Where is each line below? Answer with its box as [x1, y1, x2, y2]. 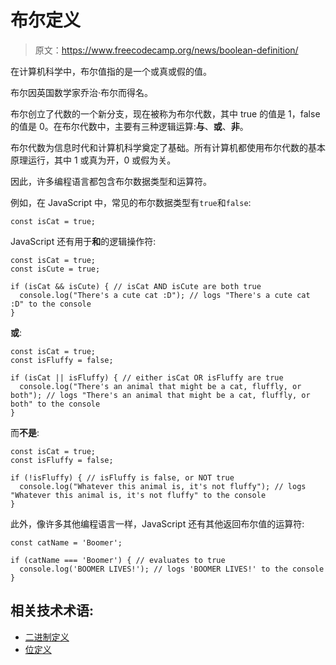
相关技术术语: [10, 602, 95, 620]
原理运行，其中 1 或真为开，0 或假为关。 [10, 154, 177, 166]
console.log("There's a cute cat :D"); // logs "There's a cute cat [19, 290, 311, 300]
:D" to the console [10, 299, 92, 309]
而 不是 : [10, 426, 40, 438]
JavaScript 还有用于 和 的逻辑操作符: [10, 235, 157, 247]
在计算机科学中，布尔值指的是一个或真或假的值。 [10, 65, 212, 77]
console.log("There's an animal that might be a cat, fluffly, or [19, 381, 302, 391]
